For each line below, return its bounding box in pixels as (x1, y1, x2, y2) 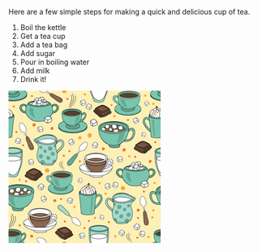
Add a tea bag (19, 40, 68, 50)
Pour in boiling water (19, 57, 90, 67)
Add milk (19, 66, 50, 76)
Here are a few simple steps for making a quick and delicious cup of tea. (8, 7, 251, 16)
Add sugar (19, 49, 55, 58)
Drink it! (19, 75, 47, 84)
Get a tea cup (19, 32, 67, 41)
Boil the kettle (19, 23, 67, 32)
